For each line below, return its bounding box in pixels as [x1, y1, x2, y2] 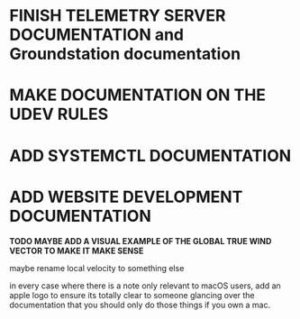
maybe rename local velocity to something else [9, 262, 185, 273]
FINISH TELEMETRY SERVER [9, 5, 226, 26]
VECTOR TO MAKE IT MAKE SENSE [9, 245, 144, 256]
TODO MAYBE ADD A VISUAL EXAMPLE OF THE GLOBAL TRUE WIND [9, 235, 272, 246]
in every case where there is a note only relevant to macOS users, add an [9, 280, 281, 291]
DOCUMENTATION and [9, 24, 185, 45]
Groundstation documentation [9, 44, 241, 64]
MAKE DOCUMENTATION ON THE [9, 85, 267, 105]
